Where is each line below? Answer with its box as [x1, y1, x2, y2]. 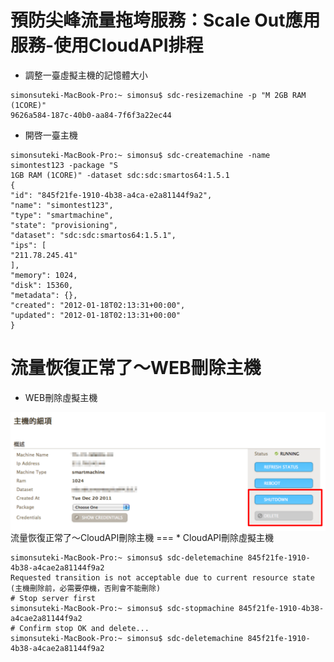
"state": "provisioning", [10, 220, 118, 230]
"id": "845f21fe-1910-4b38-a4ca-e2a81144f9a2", [10, 190, 213, 200]
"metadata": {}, [10, 290, 78, 300]
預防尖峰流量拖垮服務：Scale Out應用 [10, 9, 321, 32]
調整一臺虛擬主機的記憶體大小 [24, 69, 148, 81]
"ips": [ [10, 240, 47, 250]
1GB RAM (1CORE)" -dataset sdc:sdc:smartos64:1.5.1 [10, 170, 230, 180]
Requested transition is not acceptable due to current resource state [10, 572, 315, 583]
